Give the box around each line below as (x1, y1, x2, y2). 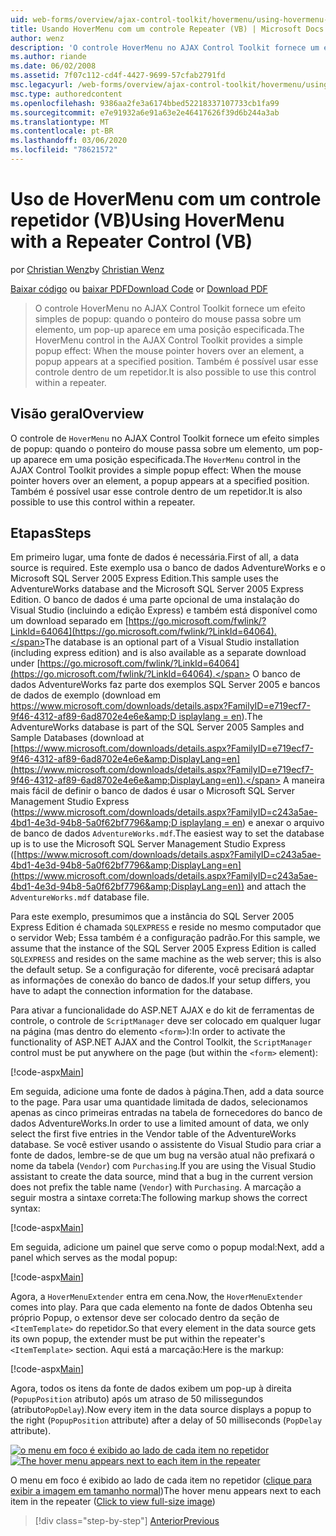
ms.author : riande (10, 52, 87, 62)
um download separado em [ (10, 615, 129, 627)
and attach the (246, 881, 307, 893)
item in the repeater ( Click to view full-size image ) (10, 1496, 216, 1508)
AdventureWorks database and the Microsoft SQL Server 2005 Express (10, 583, 304, 595)
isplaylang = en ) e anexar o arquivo (179, 817, 325, 829)
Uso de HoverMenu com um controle (10, 188, 322, 211)
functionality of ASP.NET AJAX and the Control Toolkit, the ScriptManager (10, 1036, 313, 1048)
